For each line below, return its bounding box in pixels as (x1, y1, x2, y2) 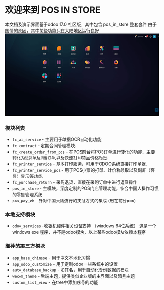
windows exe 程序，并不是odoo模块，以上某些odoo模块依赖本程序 (12, 229, 146, 235)
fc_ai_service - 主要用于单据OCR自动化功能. (12, 136, 103, 142)
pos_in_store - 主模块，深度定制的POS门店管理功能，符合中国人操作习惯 (12, 185, 159, 191)
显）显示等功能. (12, 173, 44, 179)
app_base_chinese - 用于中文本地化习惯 (12, 255, 90, 261)
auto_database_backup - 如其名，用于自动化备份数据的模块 (12, 267, 129, 273)
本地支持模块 (5, 211, 36, 218)
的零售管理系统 (12, 191, 42, 197)
